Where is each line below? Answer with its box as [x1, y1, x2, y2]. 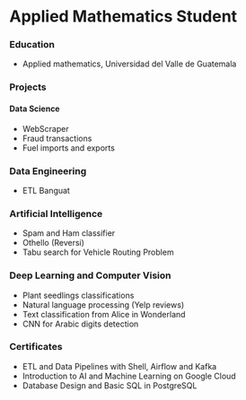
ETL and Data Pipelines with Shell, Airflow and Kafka [22, 361, 217, 371]
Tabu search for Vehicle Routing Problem [22, 247, 174, 257]
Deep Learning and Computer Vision [9, 269, 171, 282]
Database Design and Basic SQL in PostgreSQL [22, 379, 198, 391]
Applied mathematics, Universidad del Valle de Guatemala [22, 58, 237, 69]
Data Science [9, 103, 60, 114]
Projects [9, 81, 47, 93]
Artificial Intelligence [9, 207, 103, 220]
